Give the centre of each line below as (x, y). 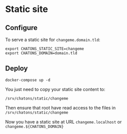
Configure (21, 28)
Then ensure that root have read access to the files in (60, 107)
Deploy (17, 68)
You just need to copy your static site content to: (55, 89)
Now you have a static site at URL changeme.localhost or (63, 121)
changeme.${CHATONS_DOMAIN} (35, 126)
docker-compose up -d (28, 80)
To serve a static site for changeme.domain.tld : (53, 39)
